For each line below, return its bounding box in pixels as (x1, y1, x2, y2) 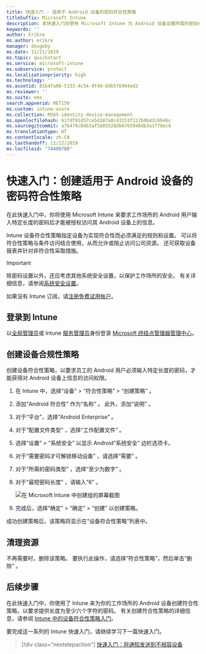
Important (6, 259, 31, 267)
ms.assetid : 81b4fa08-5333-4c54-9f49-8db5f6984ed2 (6, 83, 139, 89)
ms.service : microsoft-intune (6, 60, 84, 66)
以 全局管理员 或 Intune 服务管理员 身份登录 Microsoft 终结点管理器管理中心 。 (6, 329, 197, 337)
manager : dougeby (6, 44, 51, 50)
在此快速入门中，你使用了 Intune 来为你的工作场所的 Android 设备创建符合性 (6, 599, 199, 607)
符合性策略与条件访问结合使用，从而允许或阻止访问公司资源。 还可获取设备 (6, 239, 196, 246)
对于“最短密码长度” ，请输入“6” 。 (15, 479, 102, 486)
